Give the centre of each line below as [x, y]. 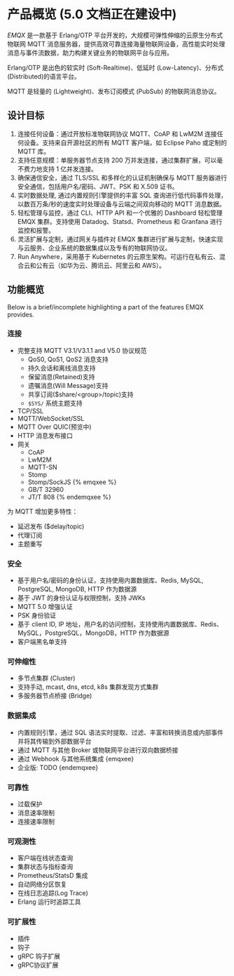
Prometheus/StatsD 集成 [53, 876]
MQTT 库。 [34, 151]
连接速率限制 [36, 822]
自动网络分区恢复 [42, 884]
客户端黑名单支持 [42, 642]
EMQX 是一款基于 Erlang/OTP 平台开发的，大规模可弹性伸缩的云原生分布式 [115, 35]
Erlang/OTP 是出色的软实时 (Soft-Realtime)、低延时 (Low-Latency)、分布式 [116, 67]
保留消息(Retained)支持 [61, 377]
